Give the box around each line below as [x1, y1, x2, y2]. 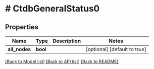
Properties [5, 23, 39, 31]
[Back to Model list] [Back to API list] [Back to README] [5, 59, 119, 65]
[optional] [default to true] [86, 46, 147, 53]
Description [52, 38, 81, 44]
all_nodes [7, 46, 31, 53]
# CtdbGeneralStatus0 [5, 3, 100, 14]
